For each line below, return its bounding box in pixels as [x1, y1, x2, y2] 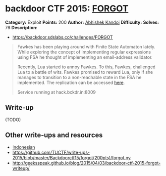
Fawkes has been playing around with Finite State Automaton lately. [17, 44, 156, 49]
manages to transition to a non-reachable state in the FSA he [17, 74, 142, 80]
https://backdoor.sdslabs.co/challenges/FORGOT [12, 34, 113, 40]
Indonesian [12, 144, 36, 150]
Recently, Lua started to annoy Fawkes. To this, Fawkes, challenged [17, 64, 156, 70]
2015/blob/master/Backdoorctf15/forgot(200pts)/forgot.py [12, 154, 131, 161]
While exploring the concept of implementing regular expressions [17, 49, 151, 55]
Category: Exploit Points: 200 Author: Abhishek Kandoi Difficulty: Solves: [5, 19, 159, 25]
